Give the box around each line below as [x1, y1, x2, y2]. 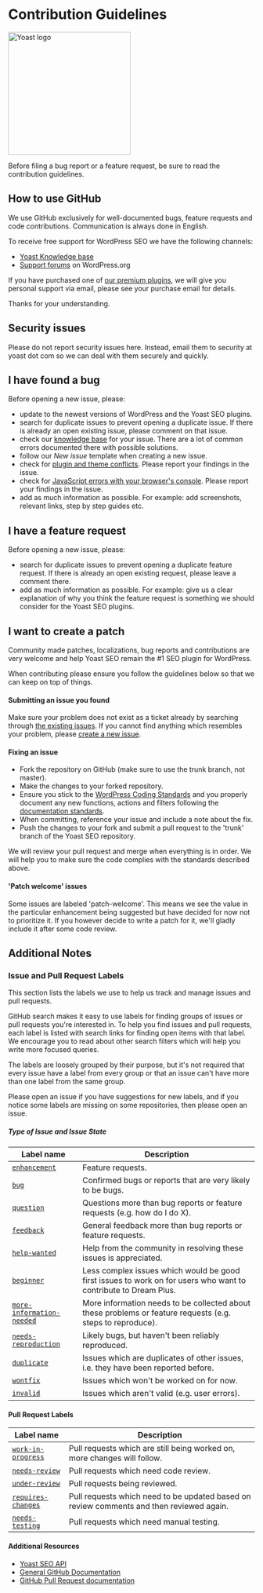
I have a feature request [8, 524, 127, 537]
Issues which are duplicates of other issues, [81, 1353, 244, 1364]
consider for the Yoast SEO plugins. [19, 602, 135, 612]
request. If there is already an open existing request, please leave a [19, 568, 236, 578]
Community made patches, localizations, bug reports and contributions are [8, 645, 250, 655]
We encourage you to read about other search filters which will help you [8, 1036, 241, 1046]
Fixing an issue [8, 747, 59, 757]
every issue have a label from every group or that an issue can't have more [8, 1069, 250, 1078]
